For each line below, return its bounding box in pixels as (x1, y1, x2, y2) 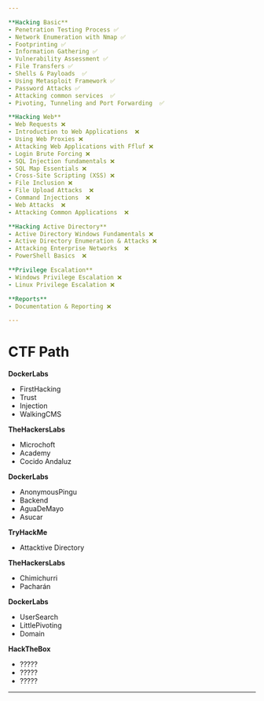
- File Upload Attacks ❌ (8, 187, 94, 195)
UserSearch (19, 612, 59, 622)
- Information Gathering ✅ (8, 48, 98, 56)
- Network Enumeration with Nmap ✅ (8, 33, 126, 41)
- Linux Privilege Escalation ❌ (8, 280, 115, 288)
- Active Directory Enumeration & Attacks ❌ (8, 237, 157, 245)
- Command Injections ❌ (8, 194, 90, 202)
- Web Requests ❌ (8, 121, 66, 128)
